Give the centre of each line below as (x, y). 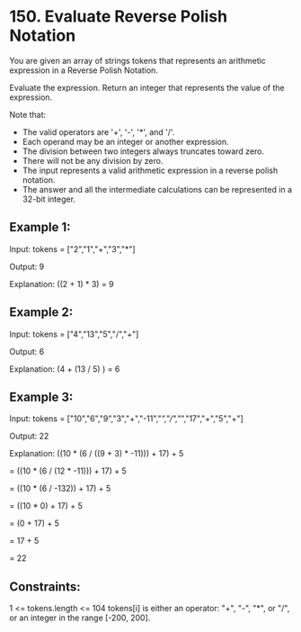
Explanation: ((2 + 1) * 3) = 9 (62, 284)
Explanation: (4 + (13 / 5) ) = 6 (65, 369)
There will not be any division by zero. (93, 160)
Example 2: (41, 312)
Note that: (28, 114)
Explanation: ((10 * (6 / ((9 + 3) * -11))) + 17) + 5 (97, 454)
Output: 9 (27, 266)
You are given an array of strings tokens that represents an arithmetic (138, 60)
